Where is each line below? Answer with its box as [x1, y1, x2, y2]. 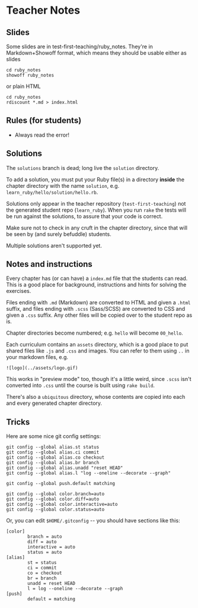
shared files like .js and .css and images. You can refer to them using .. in [6, 347, 190, 354]
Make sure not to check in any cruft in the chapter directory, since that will [6, 224, 188, 231]
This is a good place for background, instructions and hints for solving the [6, 281, 187, 288]
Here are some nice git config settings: [6, 433, 101, 440]
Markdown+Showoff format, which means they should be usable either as [6, 49, 187, 56]
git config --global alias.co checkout [6, 455, 105, 461]
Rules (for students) [6, 115, 82, 125]
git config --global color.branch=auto [6, 491, 105, 497]
